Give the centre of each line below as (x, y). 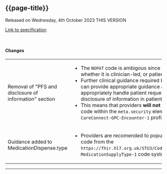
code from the (97, 142)
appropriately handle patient (114, 93)
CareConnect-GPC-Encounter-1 (115, 118)
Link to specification (26, 30)
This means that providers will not (121, 105)
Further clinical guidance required (120, 80)
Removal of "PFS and (32, 87)
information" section (32, 99)
